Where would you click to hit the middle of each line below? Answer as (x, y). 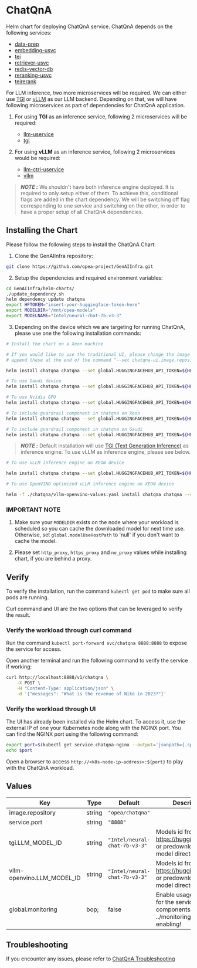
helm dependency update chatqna (45, 300)
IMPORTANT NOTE (33, 510)
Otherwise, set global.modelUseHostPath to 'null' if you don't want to (97, 535)
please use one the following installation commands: (78, 333)
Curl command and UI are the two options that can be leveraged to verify (94, 609)
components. (174, 909)
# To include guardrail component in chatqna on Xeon (73, 413)
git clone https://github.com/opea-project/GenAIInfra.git (80, 266)
